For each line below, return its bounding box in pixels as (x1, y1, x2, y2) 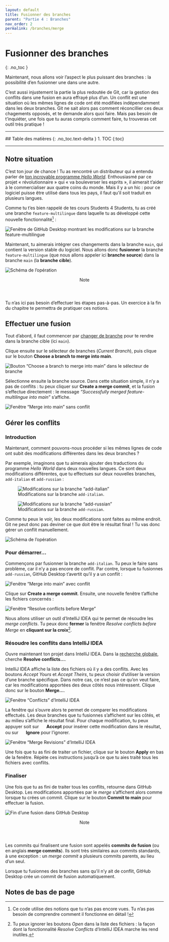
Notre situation (5, 155, 53, 163)
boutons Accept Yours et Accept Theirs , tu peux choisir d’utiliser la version (5, 671, 160, 677)
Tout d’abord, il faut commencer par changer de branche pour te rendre (5, 333, 154, 339)
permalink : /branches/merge (5, 26, 64, 31)
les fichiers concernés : (5, 596, 54, 602)
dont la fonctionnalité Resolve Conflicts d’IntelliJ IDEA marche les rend (12, 926, 158, 932)
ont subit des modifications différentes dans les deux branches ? (5, 451, 139, 457)
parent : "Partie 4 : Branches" (5, 17, 71, 22)
